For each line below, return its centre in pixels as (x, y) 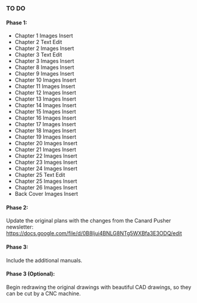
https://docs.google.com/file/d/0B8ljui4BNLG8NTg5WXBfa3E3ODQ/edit (94, 233)
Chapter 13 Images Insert (45, 99)
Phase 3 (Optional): (31, 274)
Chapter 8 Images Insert (44, 67)
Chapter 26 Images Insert (46, 188)
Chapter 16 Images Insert (45, 118)
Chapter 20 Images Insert (46, 143)
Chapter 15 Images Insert (45, 112)
